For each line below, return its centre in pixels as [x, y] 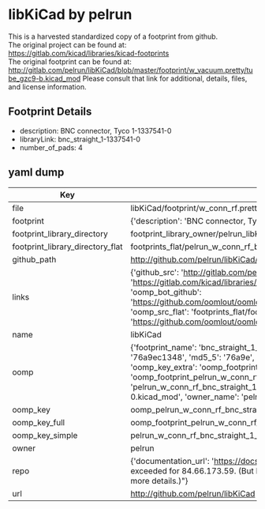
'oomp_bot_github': [166, 292]
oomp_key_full [39, 422]
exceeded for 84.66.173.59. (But [192, 470]
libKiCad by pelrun [70, 15]
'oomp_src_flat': [159, 311]
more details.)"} [159, 481]
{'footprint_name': [163, 347]
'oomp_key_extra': [164, 367]
